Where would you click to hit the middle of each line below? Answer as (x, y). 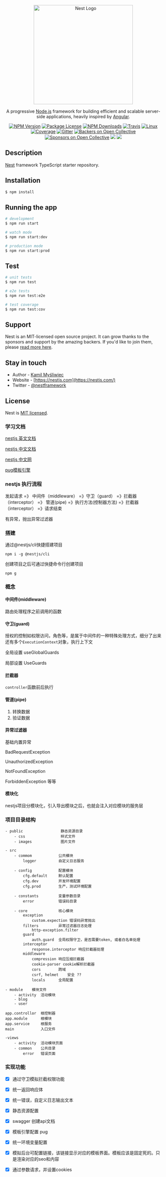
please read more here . (29, 347)
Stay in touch (26, 363)
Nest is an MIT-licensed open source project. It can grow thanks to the (77, 337)
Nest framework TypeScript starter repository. (52, 165)
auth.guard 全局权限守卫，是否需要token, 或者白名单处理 (86, 940)
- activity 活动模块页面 (38, 1043)
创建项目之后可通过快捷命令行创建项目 (44, 564)
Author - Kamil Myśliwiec (38, 375)
